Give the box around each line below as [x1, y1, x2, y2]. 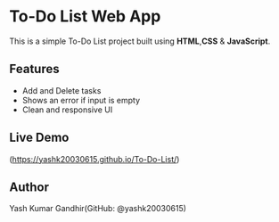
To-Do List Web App [9, 6, 161, 27]
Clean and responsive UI [21, 104, 113, 115]
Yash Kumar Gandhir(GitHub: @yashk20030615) [9, 203, 187, 214]
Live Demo [9, 130, 70, 145]
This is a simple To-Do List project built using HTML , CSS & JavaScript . [9, 36, 271, 46]
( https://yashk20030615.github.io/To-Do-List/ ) [9, 153, 180, 164]
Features [9, 62, 60, 77]
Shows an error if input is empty [21, 95, 141, 105]
